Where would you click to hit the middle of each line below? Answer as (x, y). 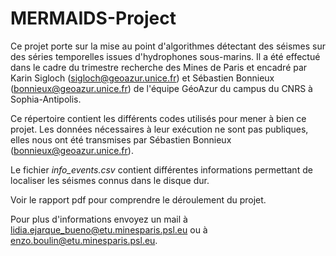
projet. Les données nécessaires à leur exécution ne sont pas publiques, (159, 129)
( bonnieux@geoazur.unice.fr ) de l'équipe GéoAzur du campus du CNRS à (161, 88)
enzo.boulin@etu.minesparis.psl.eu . (84, 240)
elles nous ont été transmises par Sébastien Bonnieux (121, 139)
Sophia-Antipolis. (46, 99)
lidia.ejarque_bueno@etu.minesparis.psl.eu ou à (109, 229)
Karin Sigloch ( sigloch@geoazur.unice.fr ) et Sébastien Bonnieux (142, 78)
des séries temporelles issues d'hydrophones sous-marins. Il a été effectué (165, 56)
